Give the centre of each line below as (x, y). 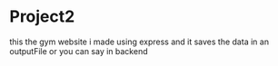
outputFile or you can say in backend (79, 51)
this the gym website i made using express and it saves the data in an (139, 42)
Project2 (42, 17)
